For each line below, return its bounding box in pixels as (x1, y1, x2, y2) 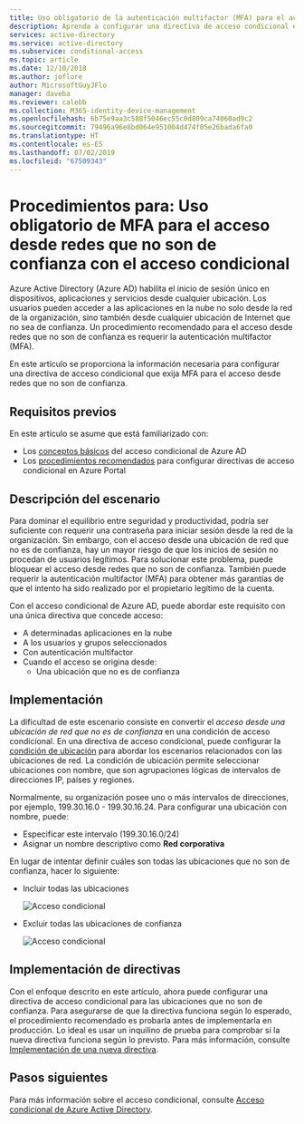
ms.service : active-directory (9, 38, 124, 48)
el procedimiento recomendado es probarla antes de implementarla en (9, 1014, 272, 1025)
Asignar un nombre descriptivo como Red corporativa (22, 838, 225, 848)
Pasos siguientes (9, 1071, 109, 1086)
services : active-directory (9, 30, 116, 39)
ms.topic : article (9, 55, 79, 64)
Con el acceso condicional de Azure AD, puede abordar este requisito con (9, 600, 286, 612)
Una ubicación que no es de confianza (35, 666, 180, 677)
